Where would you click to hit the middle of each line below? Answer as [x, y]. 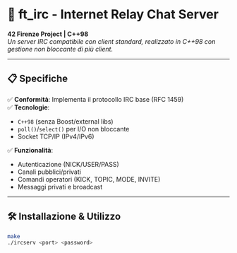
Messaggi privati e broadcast [60, 187]
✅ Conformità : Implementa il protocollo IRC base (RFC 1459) [96, 99]
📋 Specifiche [38, 79]
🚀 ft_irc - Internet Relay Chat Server [113, 14]
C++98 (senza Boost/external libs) [66, 121]
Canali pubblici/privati [49, 172]
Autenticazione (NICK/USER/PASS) [68, 164]
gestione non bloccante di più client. [60, 49]
